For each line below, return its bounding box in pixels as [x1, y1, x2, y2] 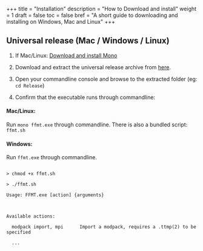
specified [6, 229, 32, 236]
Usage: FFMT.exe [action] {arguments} [6, 192, 104, 198]
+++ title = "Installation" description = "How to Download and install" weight [6, 5, 197, 12]
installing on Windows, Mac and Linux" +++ [6, 18, 115, 25]
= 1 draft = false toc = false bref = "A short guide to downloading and [6, 12, 178, 19]
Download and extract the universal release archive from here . [15, 63, 171, 70]
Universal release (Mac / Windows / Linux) [6, 36, 170, 46]
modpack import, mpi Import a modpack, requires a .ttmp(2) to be [12, 224, 197, 230]
